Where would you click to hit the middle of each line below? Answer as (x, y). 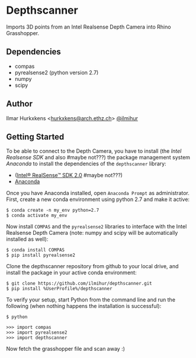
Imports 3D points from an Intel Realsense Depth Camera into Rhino (89, 27)
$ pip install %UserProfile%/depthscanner (59, 289)
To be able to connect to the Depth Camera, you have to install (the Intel (94, 151)
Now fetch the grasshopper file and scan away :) (66, 349)
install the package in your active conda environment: (72, 273)
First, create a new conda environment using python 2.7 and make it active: (98, 199)
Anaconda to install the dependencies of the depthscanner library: (86, 164)
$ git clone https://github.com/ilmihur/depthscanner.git (79, 284)
